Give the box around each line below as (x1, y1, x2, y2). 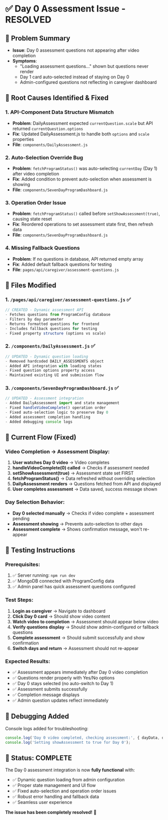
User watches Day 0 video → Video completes (12, 459, 110, 465)
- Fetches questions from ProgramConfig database (5, 312, 111, 317)
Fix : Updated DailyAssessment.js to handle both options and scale (12, 131, 150, 137)
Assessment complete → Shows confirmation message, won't (12, 526, 142, 532)
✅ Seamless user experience (12, 799, 72, 805)
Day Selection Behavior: (5, 499, 65, 506)
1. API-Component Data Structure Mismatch (5, 109, 114, 116)
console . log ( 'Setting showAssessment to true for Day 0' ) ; (5, 740, 131, 745)
